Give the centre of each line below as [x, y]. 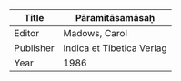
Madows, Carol [96, 33]
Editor [26, 33]
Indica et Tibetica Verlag [115, 48]
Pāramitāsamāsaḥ [115, 18]
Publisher [34, 48]
